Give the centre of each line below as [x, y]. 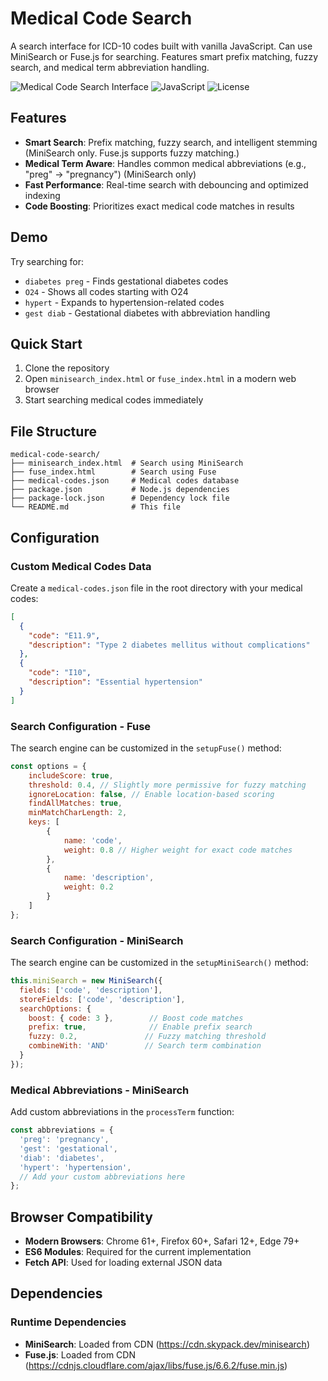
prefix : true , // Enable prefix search [140, 1027]
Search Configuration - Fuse [81, 726]
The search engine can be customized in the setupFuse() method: [146, 748]
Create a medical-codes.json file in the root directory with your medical [156, 588]
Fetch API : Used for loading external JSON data [123, 1263]
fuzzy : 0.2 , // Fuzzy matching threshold [147, 1037]
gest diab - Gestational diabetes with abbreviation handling [147, 313]
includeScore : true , [71, 775]
